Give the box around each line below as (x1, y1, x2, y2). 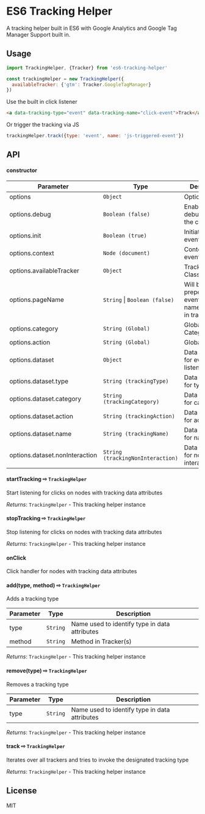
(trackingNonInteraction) (103, 454, 179, 462)
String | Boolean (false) (103, 295, 174, 304)
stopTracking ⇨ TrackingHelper (6, 515, 86, 522)
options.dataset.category (9, 395, 82, 403)
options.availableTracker (9, 266, 79, 275)
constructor (6, 166, 38, 174)
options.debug (9, 210, 51, 218)
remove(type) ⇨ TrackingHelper (6, 667, 87, 674)
